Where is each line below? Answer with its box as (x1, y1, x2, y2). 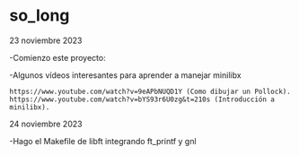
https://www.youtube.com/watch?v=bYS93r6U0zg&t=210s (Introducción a (9, 95, 276, 104)
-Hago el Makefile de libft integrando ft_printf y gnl (9, 135, 197, 146)
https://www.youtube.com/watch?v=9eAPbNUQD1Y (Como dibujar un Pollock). (9, 87, 292, 96)
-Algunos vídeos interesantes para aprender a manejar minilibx (9, 69, 242, 81)
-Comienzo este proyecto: (9, 52, 106, 63)
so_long (9, 5, 70, 26)
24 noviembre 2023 (9, 118, 83, 129)
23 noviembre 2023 (9, 35, 83, 46)
